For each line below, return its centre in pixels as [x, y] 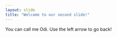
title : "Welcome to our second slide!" [48, 15]
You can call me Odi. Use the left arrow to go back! [58, 29]
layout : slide [20, 10]
